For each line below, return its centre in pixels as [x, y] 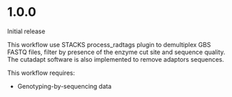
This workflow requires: [41, 73]
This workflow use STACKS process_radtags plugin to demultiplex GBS [109, 44]
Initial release [26, 31]
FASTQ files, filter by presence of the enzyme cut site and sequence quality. [116, 52]
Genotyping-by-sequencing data [64, 86]
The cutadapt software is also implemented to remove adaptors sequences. [116, 59]
